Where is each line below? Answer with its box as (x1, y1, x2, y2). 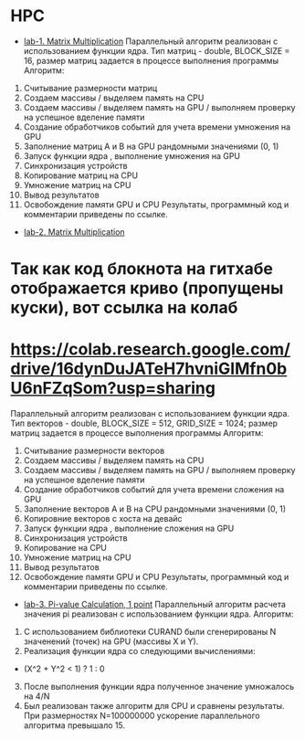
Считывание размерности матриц (23, 82, 158, 93)
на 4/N (23, 691, 50, 702)
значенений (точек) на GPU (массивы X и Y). (23, 636, 199, 647)
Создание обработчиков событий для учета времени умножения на (23, 121, 291, 132)
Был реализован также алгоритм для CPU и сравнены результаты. (23, 701, 286, 712)
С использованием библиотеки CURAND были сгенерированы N (23, 627, 277, 638)
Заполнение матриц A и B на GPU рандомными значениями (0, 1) (23, 141, 279, 152)
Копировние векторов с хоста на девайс (23, 513, 183, 524)
